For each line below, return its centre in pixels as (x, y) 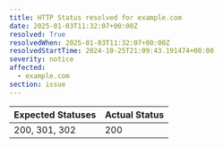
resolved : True (38, 34)
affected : (28, 68)
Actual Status (134, 115)
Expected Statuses (55, 115)
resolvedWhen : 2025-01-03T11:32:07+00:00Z (90, 43)
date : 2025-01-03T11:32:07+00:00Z (74, 26)
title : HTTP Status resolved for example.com (95, 17)
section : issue (38, 84)
